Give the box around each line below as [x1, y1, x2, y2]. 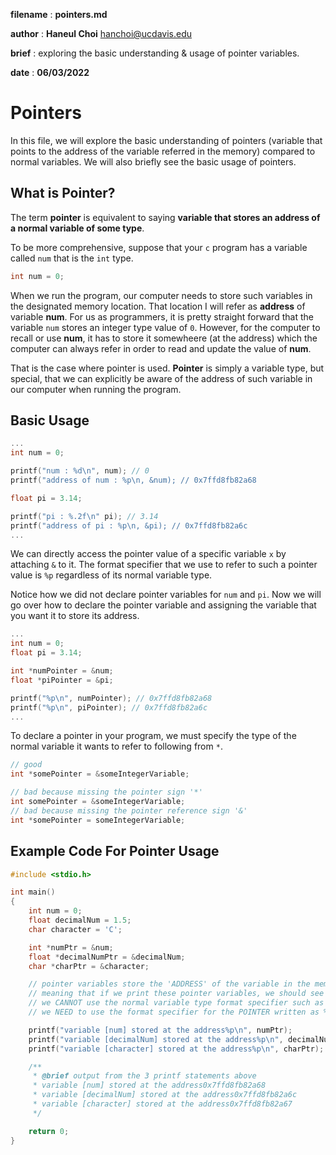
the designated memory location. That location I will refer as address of [10, 300, 306, 312]
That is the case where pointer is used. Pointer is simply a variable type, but [10, 362, 325, 374]
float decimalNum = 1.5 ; [28, 915, 132, 925]
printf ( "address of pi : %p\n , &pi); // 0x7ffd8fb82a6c [10, 520, 248, 531]
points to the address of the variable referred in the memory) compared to [10, 145, 316, 157]
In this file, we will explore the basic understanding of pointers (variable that [10, 134, 323, 146]
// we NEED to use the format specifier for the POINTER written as [28, 1007, 320, 1017]
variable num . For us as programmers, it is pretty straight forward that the [10, 310, 314, 323]
